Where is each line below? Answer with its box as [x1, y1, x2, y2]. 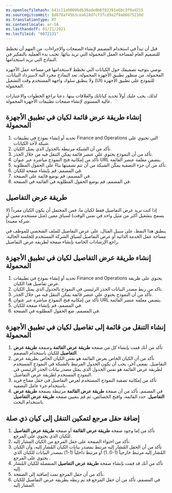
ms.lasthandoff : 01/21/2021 [6, 27, 66, 32]
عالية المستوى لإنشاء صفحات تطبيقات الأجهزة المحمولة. [6, 98, 112, 104]
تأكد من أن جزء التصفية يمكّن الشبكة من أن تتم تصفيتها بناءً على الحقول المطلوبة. [13, 162, 167, 168]
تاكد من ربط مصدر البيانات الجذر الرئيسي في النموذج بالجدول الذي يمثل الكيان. [13, 286, 163, 292]
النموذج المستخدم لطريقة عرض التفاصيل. [13, 372, 93, 378]
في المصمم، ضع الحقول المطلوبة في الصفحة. [13, 308, 100, 314]
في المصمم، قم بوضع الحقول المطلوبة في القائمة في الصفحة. [13, 178, 131, 184]
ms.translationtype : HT [6, 17, 57, 22]
